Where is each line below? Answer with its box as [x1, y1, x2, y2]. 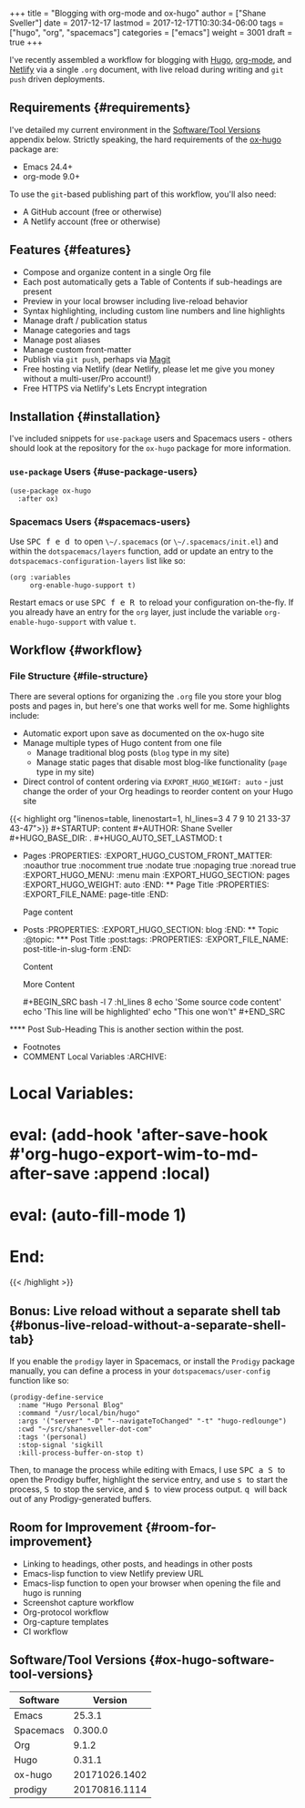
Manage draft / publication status [22, 314, 147, 326]
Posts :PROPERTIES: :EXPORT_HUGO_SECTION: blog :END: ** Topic [22, 924, 280, 935]
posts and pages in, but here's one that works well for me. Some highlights [9, 700, 290, 711]
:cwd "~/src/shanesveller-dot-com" [17, 1425, 153, 1434]
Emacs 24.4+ [22, 161, 73, 172]
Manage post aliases [22, 334, 101, 345]
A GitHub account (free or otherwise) [22, 206, 162, 217]
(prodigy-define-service [9, 1393, 104, 1402]
